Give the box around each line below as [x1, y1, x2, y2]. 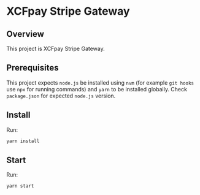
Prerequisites [6, 63, 59, 73]
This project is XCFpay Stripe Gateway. [6, 45, 106, 52]
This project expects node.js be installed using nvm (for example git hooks [6, 78, 194, 86]
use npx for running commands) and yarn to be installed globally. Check [6, 85, 187, 93]
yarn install [6, 138, 40, 144]
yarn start [6, 183, 34, 189]
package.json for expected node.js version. [6, 92, 116, 99]
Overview [6, 29, 45, 39]
